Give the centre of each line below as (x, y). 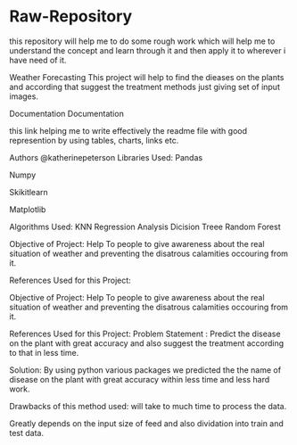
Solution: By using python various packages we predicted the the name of (145, 370)
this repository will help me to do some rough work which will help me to (142, 41)
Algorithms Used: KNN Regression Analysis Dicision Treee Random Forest (145, 227)
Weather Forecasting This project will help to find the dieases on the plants (147, 77)
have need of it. (38, 60)
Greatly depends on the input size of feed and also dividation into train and (146, 423)
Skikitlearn (29, 192)
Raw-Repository (71, 16)
